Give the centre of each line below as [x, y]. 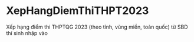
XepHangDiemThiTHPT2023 [78, 11]
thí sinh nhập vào [27, 33]
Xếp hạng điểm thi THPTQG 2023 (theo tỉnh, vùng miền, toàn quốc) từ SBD [97, 27]
